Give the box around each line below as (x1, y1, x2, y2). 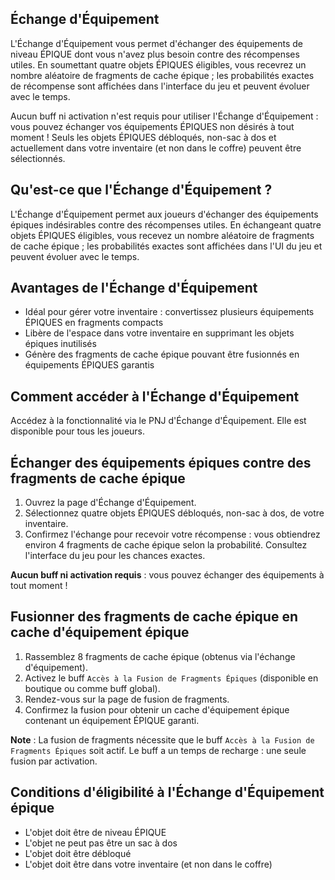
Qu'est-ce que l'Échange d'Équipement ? (10, 182, 273, 199)
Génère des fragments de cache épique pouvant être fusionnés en (24, 348, 300, 361)
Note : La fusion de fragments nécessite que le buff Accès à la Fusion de (10, 733, 315, 746)
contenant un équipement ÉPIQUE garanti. (24, 714, 200, 726)
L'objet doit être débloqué (24, 847, 132, 859)
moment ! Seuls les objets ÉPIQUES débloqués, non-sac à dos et (10, 131, 277, 143)
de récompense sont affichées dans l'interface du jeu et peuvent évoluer (10, 80, 310, 92)
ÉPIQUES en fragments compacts (24, 317, 164, 329)
